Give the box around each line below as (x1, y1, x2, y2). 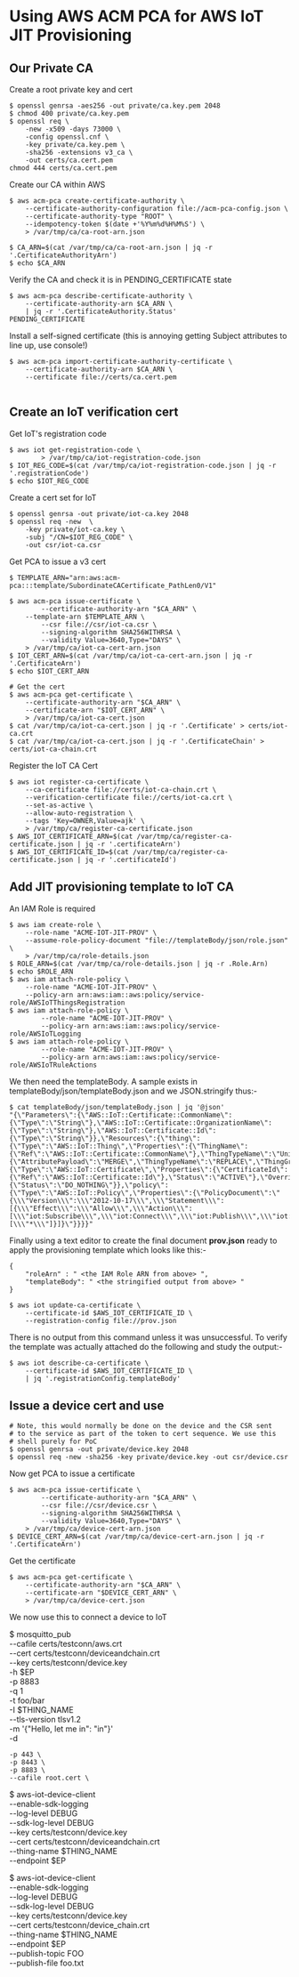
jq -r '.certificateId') (85, 855, 177, 864)
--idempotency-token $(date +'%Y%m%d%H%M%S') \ (25, 220, 205, 229)
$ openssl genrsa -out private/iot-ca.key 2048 (9, 509, 190, 518)
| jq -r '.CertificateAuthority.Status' (25, 307, 177, 316)
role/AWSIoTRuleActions (9, 1061, 98, 1069)
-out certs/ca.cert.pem (25, 156, 114, 165)
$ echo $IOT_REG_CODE (9, 476, 90, 486)
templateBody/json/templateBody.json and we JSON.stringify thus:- (9, 1085, 258, 1096)
